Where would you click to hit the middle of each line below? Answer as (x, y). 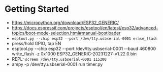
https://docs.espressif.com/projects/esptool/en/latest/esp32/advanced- (85, 27)
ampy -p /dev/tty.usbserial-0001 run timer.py (57, 64)
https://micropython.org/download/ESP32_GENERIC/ (65, 23)
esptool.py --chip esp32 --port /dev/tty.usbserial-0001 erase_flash (85, 38)
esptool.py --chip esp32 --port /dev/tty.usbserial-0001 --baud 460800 (84, 48)
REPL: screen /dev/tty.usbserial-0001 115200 (59, 59)
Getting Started (37, 9)
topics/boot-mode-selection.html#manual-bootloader (66, 33)
